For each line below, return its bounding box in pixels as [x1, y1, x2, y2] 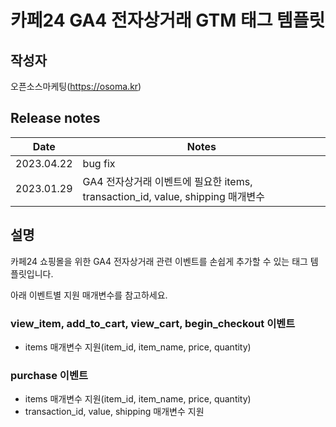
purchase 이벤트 [10, 368, 89, 382]
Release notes [10, 110, 101, 127]
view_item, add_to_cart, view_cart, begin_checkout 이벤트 [10, 316, 296, 330]
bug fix [82, 156, 116, 170]
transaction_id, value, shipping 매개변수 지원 [24, 406, 205, 418]
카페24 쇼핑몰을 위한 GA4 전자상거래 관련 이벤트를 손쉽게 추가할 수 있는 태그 [10, 255, 308, 267]
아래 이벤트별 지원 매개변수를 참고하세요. [10, 289, 168, 301]
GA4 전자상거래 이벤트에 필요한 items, [82, 174, 253, 188]
